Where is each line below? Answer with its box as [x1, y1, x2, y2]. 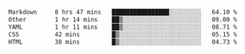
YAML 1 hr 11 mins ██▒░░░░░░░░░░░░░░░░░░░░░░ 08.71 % [8, 23, 238, 31]
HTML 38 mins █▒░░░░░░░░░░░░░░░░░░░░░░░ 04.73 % [8, 37, 238, 46]
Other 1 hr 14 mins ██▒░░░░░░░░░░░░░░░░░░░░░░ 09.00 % [8, 15, 238, 24]
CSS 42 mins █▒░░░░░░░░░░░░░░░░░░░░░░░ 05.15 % [8, 30, 238, 38]
